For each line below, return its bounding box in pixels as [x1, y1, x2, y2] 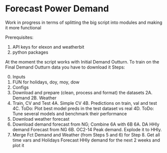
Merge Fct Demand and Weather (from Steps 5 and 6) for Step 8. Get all [12, 132, 161, 138]
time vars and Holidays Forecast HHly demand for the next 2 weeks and [12, 137, 161, 143]
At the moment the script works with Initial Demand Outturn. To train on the [5, 59, 160, 65]
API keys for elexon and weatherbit [12, 44, 85, 50]
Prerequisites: [5, 34, 34, 40]
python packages [12, 49, 48, 55]
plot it [12, 142, 24, 148]
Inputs [12, 74, 26, 79]
